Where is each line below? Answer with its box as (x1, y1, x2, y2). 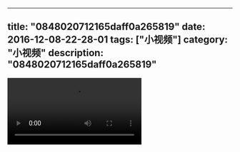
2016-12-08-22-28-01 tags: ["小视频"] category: (7, 33, 229, 46)
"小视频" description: (7, 47, 104, 59)
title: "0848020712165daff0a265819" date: (7, 21, 206, 33)
